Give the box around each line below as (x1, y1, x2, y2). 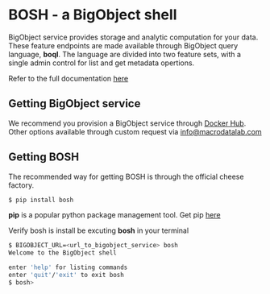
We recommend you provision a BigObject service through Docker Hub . (8, 118, 247, 128)
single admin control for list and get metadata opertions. (8, 58, 195, 68)
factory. (8, 180, 35, 190)
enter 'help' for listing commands (8, 263, 128, 271)
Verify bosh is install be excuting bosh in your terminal (8, 226, 189, 235)
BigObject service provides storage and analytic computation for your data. (8, 32, 259, 42)
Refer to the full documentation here (8, 73, 129, 83)
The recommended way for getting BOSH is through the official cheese (8, 172, 244, 181)
